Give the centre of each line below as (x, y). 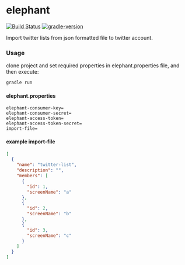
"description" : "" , (40, 170)
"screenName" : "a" (49, 192)
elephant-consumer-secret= (39, 113)
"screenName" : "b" (49, 214)
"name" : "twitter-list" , (47, 165)
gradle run (19, 82)
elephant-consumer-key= (35, 108)
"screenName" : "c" (49, 235)
